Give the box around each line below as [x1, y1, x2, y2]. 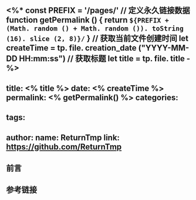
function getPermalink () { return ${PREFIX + [6, 15, 169, 25]
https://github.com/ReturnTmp [6, 142, 122, 152]
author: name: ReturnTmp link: [6, 132, 120, 142]
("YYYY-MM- [138, 43, 190, 53]
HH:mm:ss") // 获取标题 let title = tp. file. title [19, 54, 185, 64]
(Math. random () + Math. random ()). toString [6, 24, 184, 33]
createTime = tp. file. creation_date [6, 43, 137, 53]
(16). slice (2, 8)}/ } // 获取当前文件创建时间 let [6, 34, 189, 44]
